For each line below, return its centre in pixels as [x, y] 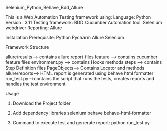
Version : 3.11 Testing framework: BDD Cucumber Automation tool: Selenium [84, 22]
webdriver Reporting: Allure [34, 28]
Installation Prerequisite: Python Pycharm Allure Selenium [65, 38]
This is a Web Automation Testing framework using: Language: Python [78, 17]
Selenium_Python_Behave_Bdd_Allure [44, 7]
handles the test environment [35, 84]
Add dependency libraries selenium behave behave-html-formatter [82, 113]
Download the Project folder [42, 103]
